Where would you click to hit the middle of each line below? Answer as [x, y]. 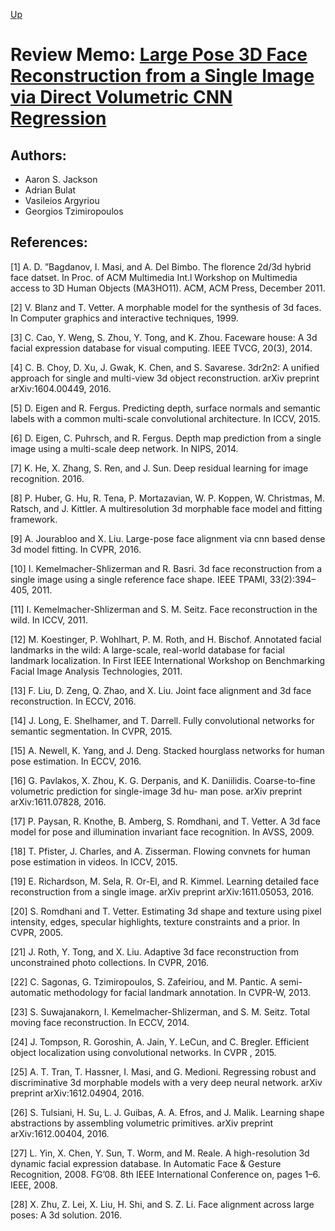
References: [49, 242]
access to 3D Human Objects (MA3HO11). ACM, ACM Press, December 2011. [168, 288]
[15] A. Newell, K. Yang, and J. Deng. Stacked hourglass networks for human [167, 750]
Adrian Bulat [50, 190]
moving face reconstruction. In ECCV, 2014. [100, 1022]
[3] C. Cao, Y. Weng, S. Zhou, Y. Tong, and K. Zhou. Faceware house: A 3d [164, 337]
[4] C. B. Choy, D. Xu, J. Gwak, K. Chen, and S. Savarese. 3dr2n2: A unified [165, 367]
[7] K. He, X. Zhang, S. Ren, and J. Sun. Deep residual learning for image [159, 468]
